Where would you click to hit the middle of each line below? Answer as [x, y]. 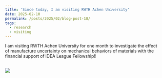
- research [20, 28]
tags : [10, 23]
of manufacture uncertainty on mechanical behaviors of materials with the [80, 51]
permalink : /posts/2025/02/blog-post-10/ [48, 18]
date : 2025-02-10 [23, 14]
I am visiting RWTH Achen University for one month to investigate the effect [81, 46]
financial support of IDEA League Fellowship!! [51, 56]
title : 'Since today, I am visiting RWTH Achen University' [68, 9]
